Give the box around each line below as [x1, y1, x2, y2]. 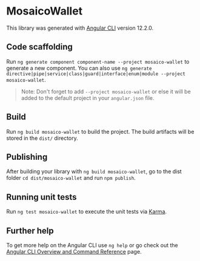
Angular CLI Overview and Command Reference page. [6, 248, 142, 255]
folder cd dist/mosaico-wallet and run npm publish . [6, 174, 136, 182]
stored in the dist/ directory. [6, 134, 79, 142]
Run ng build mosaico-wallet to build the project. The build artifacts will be [6, 128, 195, 135]
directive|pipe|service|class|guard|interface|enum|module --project [6, 71, 186, 77]
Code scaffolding [6, 42, 73, 52]
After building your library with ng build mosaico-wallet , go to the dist [6, 168, 182, 175]
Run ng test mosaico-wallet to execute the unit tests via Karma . [6, 208, 167, 216]
